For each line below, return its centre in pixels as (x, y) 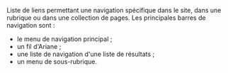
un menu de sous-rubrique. (57, 62)
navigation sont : (31, 25)
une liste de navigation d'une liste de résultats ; (86, 54)
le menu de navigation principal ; (64, 39)
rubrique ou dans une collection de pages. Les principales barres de (106, 18)
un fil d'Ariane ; (39, 46)
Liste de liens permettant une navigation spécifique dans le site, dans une (114, 10)
